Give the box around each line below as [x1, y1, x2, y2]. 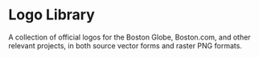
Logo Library [8, 6, 95, 24]
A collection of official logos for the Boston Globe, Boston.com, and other [8, 32, 251, 42]
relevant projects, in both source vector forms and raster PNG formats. [8, 40, 243, 50]
